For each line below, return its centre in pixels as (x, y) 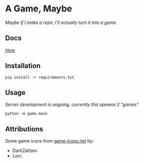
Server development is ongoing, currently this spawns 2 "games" (72, 105)
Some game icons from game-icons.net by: (49, 141)
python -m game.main (27, 114)
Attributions (24, 129)
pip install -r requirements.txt (40, 77)
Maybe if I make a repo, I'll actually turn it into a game (61, 22)
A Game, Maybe (39, 9)
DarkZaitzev (25, 151)
